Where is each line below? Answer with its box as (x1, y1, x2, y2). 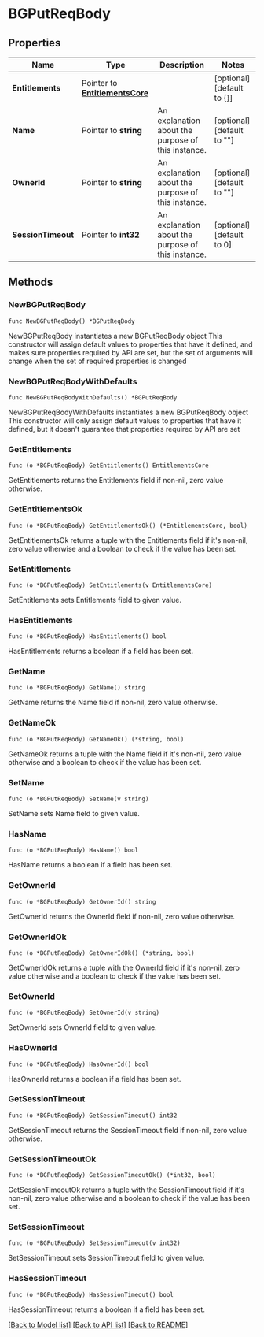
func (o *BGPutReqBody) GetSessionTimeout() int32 (8, 1112, 178, 1120)
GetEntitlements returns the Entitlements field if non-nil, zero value (8, 476, 224, 485)
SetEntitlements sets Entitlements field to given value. (8, 595, 182, 604)
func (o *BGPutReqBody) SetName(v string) (8, 795, 149, 804)
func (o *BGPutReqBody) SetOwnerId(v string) (8, 1009, 159, 1017)
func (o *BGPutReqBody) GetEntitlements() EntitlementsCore (8, 462, 210, 470)
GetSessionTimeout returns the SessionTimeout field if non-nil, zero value (8, 1125, 247, 1135)
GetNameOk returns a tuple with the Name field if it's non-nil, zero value (8, 749, 242, 759)
